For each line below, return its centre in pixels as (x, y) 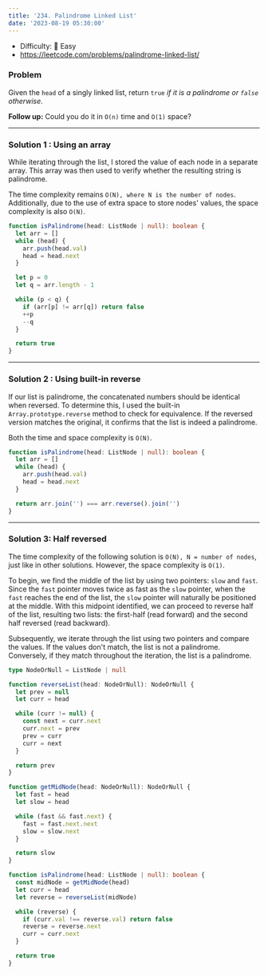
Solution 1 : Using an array (60, 145)
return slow (35, 853)
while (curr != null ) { (55, 714)
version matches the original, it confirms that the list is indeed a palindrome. (133, 422)
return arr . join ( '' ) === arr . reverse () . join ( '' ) (98, 503)
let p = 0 (32, 278)
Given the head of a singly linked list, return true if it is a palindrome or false (134, 92)
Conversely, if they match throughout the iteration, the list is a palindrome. (130, 655)
